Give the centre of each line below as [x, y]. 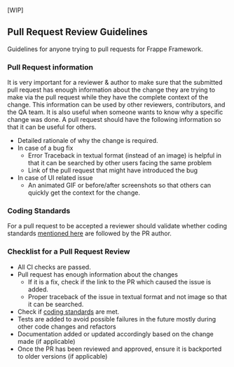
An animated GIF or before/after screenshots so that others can [119, 186]
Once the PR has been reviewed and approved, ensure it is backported [119, 349]
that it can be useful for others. [52, 127]
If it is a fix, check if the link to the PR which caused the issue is [119, 282]
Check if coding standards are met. [68, 312]
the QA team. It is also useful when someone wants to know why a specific [115, 112]
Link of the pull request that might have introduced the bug [113, 170]
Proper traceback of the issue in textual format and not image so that [128, 296]
